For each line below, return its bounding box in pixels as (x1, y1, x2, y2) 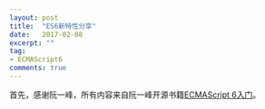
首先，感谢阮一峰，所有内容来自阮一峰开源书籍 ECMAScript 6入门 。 (9, 89, 261, 100)
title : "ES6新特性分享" (9, 22, 97, 31)
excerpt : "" (9, 38, 54, 48)
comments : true (9, 64, 67, 73)
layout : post (9, 13, 59, 23)
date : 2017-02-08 (9, 30, 83, 39)
